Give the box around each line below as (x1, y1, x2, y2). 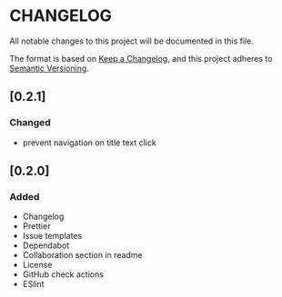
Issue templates (22, 231, 83, 242)
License (22, 260, 53, 271)
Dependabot (22, 240, 70, 251)
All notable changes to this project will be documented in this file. (9, 35, 255, 46)
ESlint (22, 279, 45, 290)
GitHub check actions (22, 269, 105, 280)
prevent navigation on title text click (22, 137, 156, 148)
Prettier (22, 221, 51, 232)
